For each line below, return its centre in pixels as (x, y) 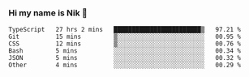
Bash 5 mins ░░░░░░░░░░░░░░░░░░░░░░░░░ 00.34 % (125, 51)
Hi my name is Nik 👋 (48, 13)
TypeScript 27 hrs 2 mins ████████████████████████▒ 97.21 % (125, 30)
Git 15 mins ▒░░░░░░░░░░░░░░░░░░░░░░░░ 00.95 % (125, 37)
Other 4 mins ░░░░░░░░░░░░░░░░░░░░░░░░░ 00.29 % (125, 65)
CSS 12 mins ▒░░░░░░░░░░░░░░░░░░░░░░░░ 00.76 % (125, 44)
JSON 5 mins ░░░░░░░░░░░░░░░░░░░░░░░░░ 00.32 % (125, 58)
